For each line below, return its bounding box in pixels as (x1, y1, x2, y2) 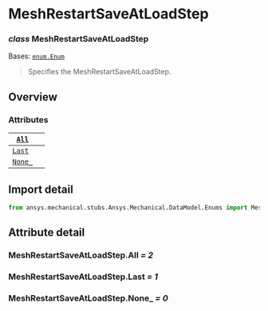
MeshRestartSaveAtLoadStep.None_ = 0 (8, 293, 169, 304)
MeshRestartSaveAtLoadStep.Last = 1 (8, 271, 158, 282)
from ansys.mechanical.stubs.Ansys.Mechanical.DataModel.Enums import (8, 203, 248, 212)
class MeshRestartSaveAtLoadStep (8, 34, 149, 45)
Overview (8, 90, 58, 104)
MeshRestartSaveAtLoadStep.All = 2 (8, 249, 154, 261)
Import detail (8, 182, 73, 196)
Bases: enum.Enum (8, 51, 65, 61)
